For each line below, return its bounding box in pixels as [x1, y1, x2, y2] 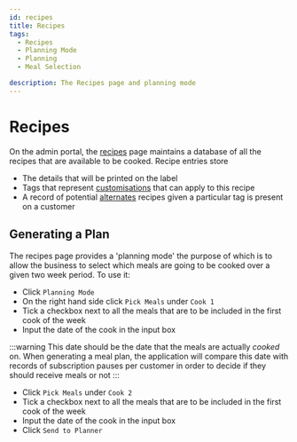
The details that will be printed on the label [21, 172, 178, 183]
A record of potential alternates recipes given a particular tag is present [21, 192, 284, 202]
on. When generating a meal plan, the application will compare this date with [9, 351, 289, 361]
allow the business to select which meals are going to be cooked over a [9, 259, 270, 271]
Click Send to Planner [21, 424, 103, 435]
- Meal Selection [17, 63, 82, 72]
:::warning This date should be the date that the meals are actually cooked [9, 341, 280, 351]
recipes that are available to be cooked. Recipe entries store [9, 155, 229, 166]
